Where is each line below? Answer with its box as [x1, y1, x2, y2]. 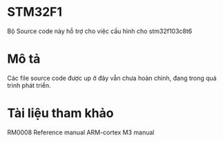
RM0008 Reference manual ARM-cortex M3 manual [7, 128, 155, 136]
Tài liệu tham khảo [7, 105, 114, 121]
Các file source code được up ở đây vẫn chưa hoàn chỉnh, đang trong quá [7, 74, 217, 82]
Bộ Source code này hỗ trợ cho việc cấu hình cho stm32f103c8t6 [7, 27, 193, 35]
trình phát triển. [7, 81, 51, 90]
